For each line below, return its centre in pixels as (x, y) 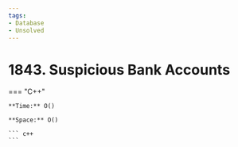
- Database (26, 23)
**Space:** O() (33, 120)
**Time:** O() (32, 106)
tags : (17, 15)
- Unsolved (26, 30)
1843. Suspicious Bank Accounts (119, 70)
